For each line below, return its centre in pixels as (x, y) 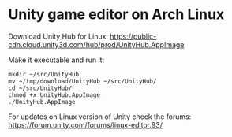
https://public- (133, 36)
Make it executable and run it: (56, 60)
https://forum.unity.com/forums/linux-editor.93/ (86, 124)
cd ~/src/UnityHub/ (40, 88)
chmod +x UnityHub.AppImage (54, 95)
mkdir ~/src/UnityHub (44, 74)
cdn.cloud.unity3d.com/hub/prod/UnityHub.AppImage (96, 44)
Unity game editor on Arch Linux (116, 15)
